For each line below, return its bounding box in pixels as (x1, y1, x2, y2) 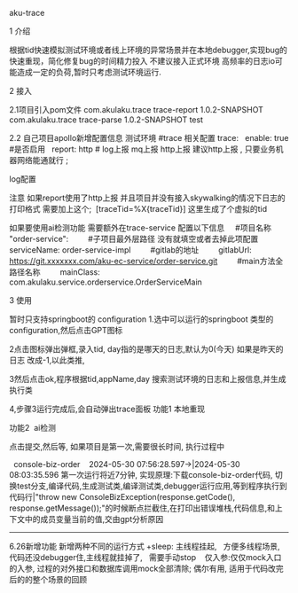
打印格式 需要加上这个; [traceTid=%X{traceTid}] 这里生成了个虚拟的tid (9, 204, 268, 214)
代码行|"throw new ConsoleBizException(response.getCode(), (9, 492, 236, 502)
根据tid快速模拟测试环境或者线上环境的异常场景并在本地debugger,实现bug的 (9, 44, 288, 55)
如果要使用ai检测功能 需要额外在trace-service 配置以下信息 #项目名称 (9, 222, 272, 233)
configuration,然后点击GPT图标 (9, 325, 123, 335)
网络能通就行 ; (16, 155, 69, 165)
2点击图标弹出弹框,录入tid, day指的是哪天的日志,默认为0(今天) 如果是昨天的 (9, 344, 284, 354)
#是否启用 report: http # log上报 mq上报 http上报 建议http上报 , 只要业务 (9, 144, 277, 154)
